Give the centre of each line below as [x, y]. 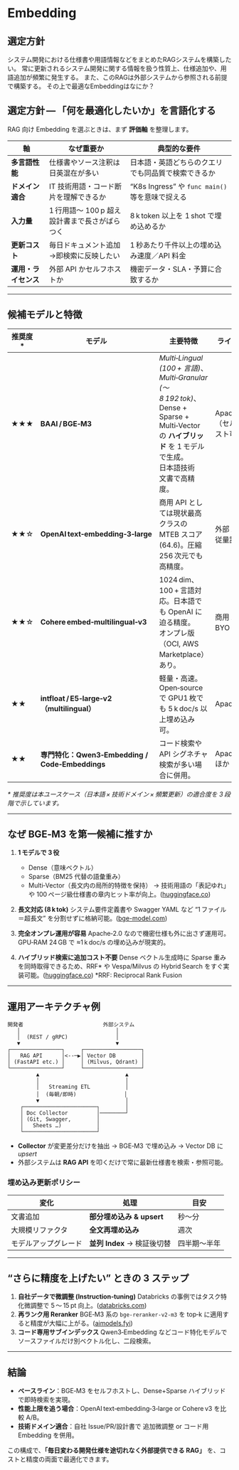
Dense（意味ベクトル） [63, 868]
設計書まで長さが [78, 220]
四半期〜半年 [199, 1243]
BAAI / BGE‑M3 [66, 423]
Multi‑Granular [184, 377]
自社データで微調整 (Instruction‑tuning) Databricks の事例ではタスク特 [122, 1296]
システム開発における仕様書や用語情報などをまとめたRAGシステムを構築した [119, 59]
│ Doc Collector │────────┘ [75, 1113]
